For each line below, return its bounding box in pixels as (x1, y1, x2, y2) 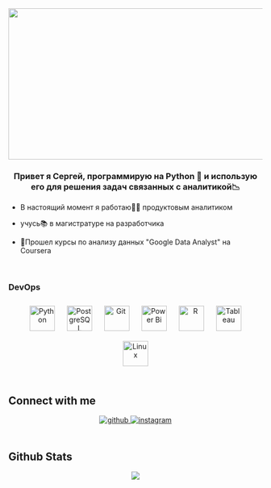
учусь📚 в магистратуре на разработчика (19, 219, 165, 228)
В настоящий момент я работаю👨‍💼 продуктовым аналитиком (19, 202, 233, 212)
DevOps (8, 282, 41, 293)
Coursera (19, 246, 52, 256)
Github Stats (8, 449, 73, 463)
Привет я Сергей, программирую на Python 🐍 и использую (13, 170, 258, 181)
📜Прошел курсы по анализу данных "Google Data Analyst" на (19, 237, 231, 247)
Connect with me (8, 394, 97, 407)
